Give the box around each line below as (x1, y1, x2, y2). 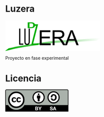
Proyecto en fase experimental (5, 55, 69, 61)
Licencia (5, 72, 42, 84)
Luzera (5, 3, 35, 15)
